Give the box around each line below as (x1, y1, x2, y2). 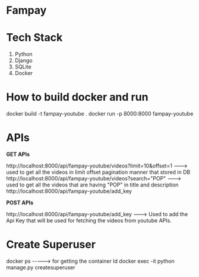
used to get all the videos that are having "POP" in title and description (6, 181, 179, 188)
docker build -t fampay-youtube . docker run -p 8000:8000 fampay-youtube (6, 110, 194, 117)
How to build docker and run (6, 91, 149, 104)
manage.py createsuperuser (6, 263, 75, 271)
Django (14, 57, 33, 64)
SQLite (14, 63, 31, 70)
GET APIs (6, 151, 30, 158)
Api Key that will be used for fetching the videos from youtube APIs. (6, 217, 172, 224)
